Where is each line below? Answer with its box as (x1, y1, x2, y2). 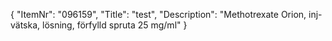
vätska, (10, 19, 41, 31)
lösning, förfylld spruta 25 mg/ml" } (42, 19, 188, 31)
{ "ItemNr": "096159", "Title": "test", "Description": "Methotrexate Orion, (10, 9, 307, 20)
